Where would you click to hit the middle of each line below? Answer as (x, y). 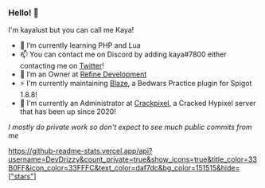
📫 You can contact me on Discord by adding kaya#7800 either (123, 54)
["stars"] (22, 176)
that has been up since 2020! (68, 112)
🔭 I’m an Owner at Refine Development (83, 74)
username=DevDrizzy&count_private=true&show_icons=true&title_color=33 (132, 159)
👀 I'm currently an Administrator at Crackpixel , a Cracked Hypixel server (138, 104)
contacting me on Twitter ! (62, 66)
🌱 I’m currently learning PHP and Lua (80, 45)
